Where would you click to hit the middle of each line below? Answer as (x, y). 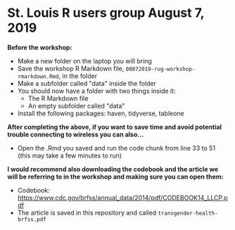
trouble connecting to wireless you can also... (76, 134)
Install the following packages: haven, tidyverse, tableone (101, 113)
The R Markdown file (58, 98)
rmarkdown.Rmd (38, 76)
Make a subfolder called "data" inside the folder (87, 83)
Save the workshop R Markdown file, (71, 68)
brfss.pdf (32, 219)
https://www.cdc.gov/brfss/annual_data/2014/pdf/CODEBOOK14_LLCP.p (123, 198)
